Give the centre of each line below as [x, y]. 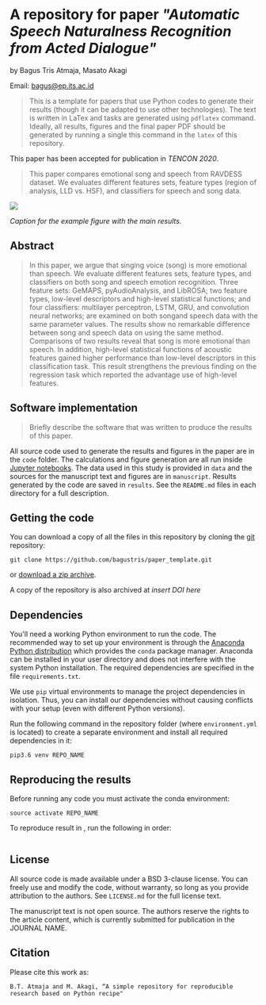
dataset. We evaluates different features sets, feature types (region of [143, 182]
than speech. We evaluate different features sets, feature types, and [140, 273]
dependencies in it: [41, 741]
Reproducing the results [70, 779]
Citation [30, 953]
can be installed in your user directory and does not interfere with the [123, 659]
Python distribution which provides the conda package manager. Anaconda [131, 651]
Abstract [32, 246]
